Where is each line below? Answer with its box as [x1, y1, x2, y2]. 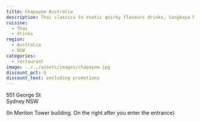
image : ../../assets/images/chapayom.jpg [6, 64, 111, 70]
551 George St [6, 92, 41, 99]
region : [6, 36, 26, 42]
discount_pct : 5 [6, 70, 46, 76]
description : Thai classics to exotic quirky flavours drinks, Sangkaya [6, 14, 190, 20]
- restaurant [11, 58, 44, 64]
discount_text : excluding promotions [6, 75, 100, 81]
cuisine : [6, 20, 28, 26]
